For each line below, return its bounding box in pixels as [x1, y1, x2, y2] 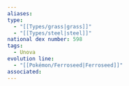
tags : [7, 42, 23, 49]
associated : [7, 68, 42, 75]
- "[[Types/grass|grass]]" [13, 23, 92, 30]
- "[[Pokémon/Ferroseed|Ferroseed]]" [13, 62, 123, 69]
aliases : [7, 10, 33, 17]
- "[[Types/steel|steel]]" [13, 29, 92, 37]
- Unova [13, 49, 36, 56]
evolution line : [7, 55, 54, 62]
